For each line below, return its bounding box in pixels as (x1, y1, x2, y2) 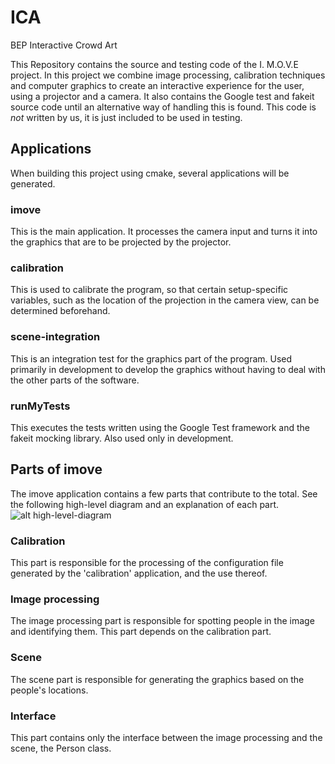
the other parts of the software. (10, 374, 140, 386)
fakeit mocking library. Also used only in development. (10, 432, 234, 444)
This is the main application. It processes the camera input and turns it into (10, 226, 318, 238)
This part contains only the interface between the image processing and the (10, 731, 323, 743)
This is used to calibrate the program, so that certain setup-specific (10, 284, 289, 296)
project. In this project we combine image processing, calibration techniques (10, 69, 326, 81)
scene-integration (10, 330, 101, 344)
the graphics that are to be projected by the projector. (10, 236, 232, 248)
